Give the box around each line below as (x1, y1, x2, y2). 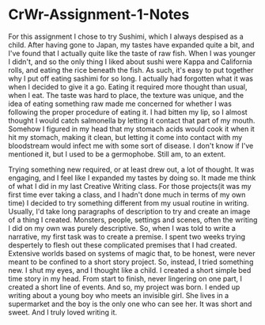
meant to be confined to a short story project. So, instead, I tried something (8, 257, 254, 266)
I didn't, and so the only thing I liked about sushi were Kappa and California (8, 57, 252, 66)
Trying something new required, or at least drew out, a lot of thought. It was (8, 164, 255, 174)
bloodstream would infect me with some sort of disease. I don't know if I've (8, 141, 254, 150)
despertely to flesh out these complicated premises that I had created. (8, 240, 237, 250)
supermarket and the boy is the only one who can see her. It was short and (8, 299, 252, 308)
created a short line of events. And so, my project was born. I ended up (8, 282, 240, 292)
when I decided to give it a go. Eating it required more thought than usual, (8, 81, 248, 92)
